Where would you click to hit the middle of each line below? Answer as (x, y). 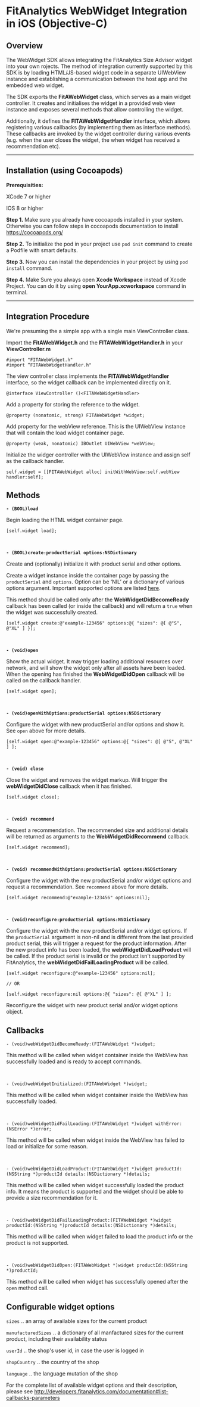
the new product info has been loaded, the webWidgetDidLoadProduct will (99, 950)
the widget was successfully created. (52, 613)
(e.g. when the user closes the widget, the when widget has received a (93, 140)
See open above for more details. (46, 731)
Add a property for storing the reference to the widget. (73, 404)
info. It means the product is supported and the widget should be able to (95, 1192)
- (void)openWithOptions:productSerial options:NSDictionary (84, 713)
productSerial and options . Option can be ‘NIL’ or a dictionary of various (95, 582)
